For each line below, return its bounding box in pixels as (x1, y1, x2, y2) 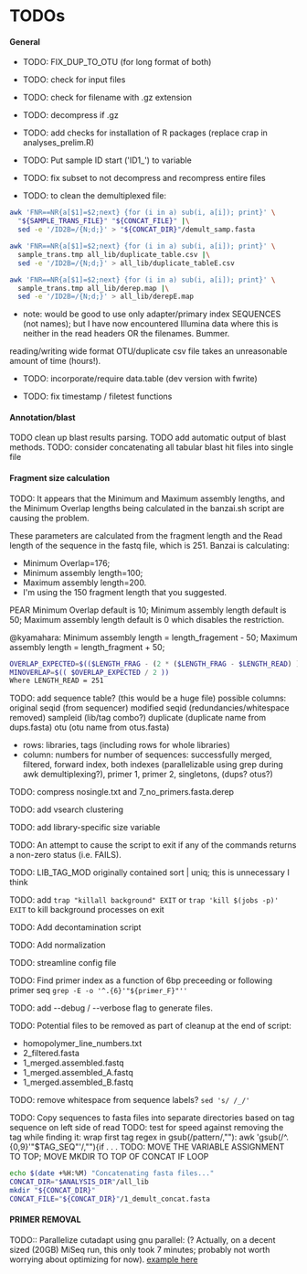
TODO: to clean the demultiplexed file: (22, 190, 167, 201)
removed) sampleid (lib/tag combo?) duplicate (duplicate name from (9, 712, 267, 723)
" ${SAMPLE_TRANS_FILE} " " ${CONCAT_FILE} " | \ (17, 217, 190, 226)
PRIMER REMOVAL (9, 1214, 81, 1226)
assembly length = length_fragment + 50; (9, 641, 165, 652)
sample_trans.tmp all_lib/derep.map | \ (17, 284, 170, 293)
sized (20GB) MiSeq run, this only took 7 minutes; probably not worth (9, 1245, 270, 1255)
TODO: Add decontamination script (9, 922, 142, 933)
